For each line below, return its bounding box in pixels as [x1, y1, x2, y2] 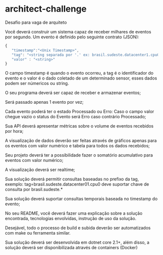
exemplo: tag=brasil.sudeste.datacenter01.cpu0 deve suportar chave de [5, 181, 149, 187]
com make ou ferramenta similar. [5, 230, 71, 236]
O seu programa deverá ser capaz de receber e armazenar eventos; [5, 90, 141, 96]
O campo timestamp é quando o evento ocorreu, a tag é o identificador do [5, 70, 154, 76]
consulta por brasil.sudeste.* [5, 187, 63, 192]
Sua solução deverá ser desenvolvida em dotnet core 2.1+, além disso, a [5, 239, 149, 245]
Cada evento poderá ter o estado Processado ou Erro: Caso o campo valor [5, 109, 154, 114]
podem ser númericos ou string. [5, 80, 69, 86]
